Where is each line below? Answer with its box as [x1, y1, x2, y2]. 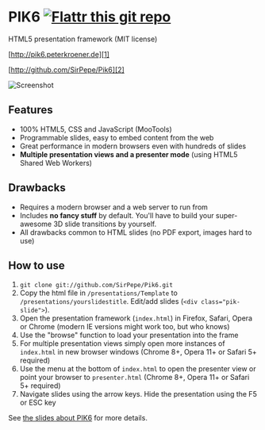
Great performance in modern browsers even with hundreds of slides [19, 141, 247, 151]
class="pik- [201, 298, 240, 306]
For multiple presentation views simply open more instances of [19, 339, 225, 348]
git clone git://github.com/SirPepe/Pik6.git [19, 282, 173, 290]
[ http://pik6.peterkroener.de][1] [8, 49, 109, 59]
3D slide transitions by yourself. [53, 219, 157, 228]
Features [8, 103, 53, 117]
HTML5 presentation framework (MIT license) [8, 34, 158, 44]
